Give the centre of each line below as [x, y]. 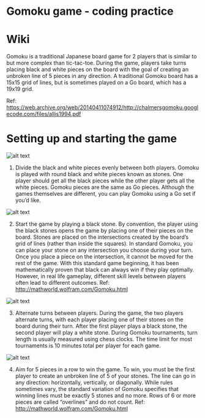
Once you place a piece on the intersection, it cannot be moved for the [104, 257]
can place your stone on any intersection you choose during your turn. [104, 250]
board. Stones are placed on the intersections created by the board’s [102, 237]
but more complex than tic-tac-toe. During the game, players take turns [96, 63]
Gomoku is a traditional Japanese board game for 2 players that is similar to [102, 56]
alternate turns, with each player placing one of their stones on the [99, 320]
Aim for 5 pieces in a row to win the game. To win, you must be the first [105, 370]
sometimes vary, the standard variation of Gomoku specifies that [97, 389]
